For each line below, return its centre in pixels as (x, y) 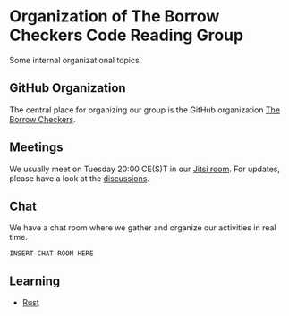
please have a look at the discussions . (80, 178)
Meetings (37, 148)
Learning (35, 281)
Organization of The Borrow (115, 17)
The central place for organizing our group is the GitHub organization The (144, 110)
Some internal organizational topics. (76, 60)
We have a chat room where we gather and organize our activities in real (143, 228)
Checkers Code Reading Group (127, 35)
